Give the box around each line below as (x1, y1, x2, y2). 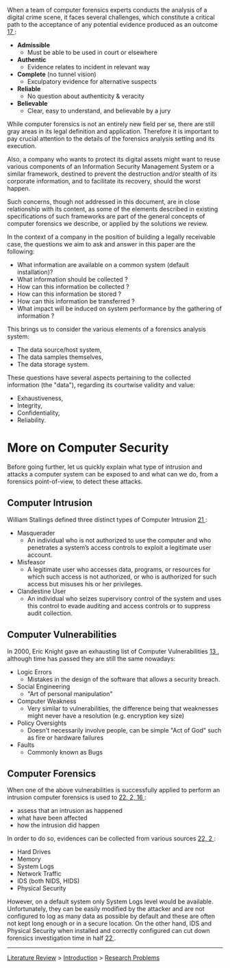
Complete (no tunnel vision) (16, 70, 97, 78)
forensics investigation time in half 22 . (7, 934, 116, 943)
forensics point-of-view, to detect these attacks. (7, 477, 143, 485)
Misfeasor (16, 557, 46, 566)
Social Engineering (16, 682, 71, 691)
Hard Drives (16, 848, 51, 856)
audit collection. (27, 609, 73, 617)
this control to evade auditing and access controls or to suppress (27, 601, 211, 610)
